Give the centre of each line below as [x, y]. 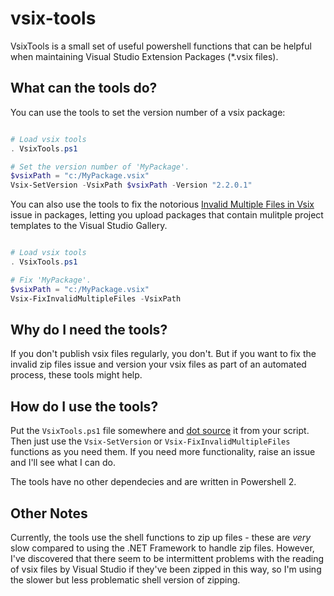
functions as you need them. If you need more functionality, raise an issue [163, 452]
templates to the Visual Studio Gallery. [89, 226]
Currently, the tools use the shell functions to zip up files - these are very [161, 537]
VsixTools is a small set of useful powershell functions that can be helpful [161, 46]
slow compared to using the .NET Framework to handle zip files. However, [162, 548]
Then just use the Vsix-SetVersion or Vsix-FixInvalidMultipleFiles [150, 441]
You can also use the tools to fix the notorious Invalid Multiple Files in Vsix [162, 204]
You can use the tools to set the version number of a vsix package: [148, 112]
